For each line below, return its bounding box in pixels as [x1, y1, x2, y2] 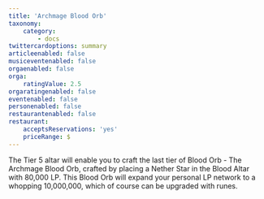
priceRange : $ [23, 132, 71, 141]
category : [23, 27, 57, 35]
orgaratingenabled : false [8, 87, 96, 96]
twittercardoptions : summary [8, 42, 107, 50]
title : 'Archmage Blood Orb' [8, 11, 107, 20]
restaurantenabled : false [8, 110, 96, 119]
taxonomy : [8, 19, 42, 28]
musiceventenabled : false [8, 58, 96, 66]
